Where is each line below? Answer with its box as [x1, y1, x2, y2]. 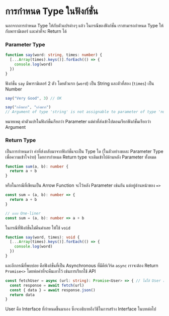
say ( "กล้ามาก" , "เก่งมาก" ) [5, 105, 51, 110]
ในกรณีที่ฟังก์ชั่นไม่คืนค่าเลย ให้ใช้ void [5, 224, 70, 230]
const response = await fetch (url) [10, 283, 84, 288]
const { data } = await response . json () [10, 287, 96, 292]
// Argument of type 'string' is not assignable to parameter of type [5, 109, 156, 115]
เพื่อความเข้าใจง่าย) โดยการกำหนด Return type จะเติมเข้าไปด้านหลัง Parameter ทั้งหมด [5, 154, 157, 160]
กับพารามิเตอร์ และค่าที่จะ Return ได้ [5, 28, 67, 34]
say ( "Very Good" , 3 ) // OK [5, 96, 62, 101]
